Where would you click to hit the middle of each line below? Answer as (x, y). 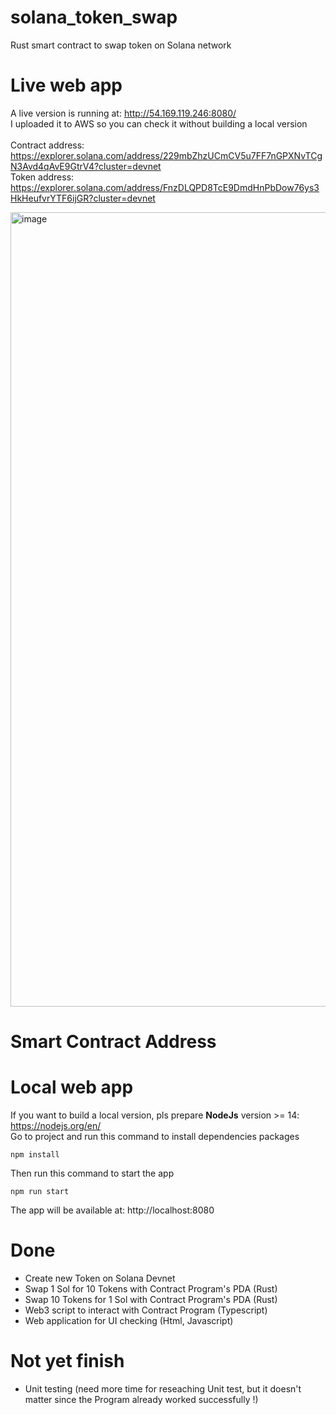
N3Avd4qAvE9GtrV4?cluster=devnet (86, 166)
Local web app (72, 1087)
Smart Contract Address (113, 1042)
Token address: (42, 177)
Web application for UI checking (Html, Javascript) (129, 1320)
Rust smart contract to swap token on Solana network (121, 45)
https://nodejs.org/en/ (56, 1125)
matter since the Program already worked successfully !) (141, 1399)
